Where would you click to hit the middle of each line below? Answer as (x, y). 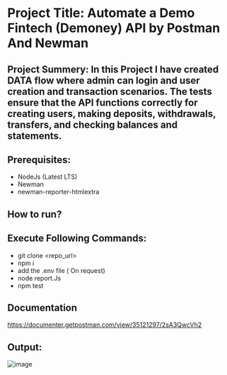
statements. (35, 136)
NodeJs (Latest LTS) (47, 177)
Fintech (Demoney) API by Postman (114, 28)
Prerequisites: (39, 160)
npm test (30, 286)
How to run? (35, 214)
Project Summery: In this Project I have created (113, 69)
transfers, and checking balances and (93, 124)
